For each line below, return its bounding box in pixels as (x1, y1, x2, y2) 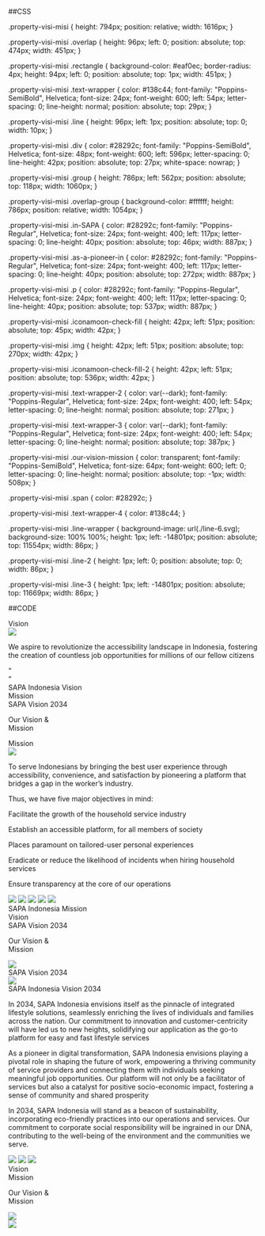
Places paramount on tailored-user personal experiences (8, 840, 194, 850)
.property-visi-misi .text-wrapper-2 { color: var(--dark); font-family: (8, 388, 228, 397)
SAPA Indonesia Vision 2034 (8, 984, 101, 993)
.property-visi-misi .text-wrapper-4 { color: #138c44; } (8, 508, 186, 518)
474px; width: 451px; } (8, 46, 81, 55)
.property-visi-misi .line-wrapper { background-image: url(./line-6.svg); (8, 524, 240, 533)
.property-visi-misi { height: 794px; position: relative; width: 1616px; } (8, 22, 233, 31)
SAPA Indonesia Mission (8, 904, 88, 913)
